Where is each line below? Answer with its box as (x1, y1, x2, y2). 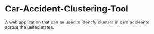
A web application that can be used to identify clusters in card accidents (5, 19, 149, 25)
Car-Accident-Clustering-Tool (5, 3, 128, 14)
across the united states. (5, 24, 54, 30)
